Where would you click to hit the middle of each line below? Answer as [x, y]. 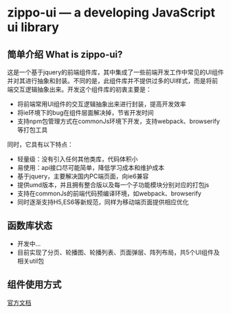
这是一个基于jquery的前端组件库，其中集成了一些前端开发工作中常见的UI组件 [115, 72]
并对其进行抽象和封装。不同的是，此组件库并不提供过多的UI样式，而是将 [110, 81]
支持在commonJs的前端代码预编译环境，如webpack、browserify [109, 193]
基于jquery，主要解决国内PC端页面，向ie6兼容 [83, 176]
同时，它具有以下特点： [40, 144]
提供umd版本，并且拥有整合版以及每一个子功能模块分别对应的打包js [113, 185]
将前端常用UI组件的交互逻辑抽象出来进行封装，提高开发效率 [101, 104]
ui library [33, 27]
